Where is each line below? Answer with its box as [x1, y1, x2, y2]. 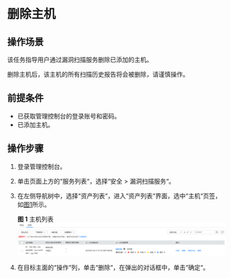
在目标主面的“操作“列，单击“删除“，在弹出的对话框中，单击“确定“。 [17, 263, 210, 271]
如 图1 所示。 [17, 200, 50, 208]
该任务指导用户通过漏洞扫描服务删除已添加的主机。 [7, 56, 153, 63]
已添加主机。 [17, 120, 54, 128]
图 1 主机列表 [17, 215, 54, 223]
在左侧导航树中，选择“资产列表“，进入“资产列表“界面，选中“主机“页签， [17, 191, 221, 200]
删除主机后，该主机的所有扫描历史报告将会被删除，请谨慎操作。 [7, 70, 189, 78]
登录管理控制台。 [17, 162, 66, 170]
